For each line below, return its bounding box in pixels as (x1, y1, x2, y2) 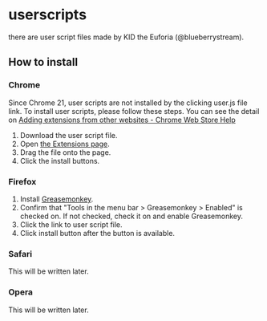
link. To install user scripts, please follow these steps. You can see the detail (8, 106, 260, 116)
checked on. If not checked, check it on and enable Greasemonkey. (19, 211, 243, 221)
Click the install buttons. (19, 156, 100, 165)
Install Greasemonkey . (19, 194, 94, 204)
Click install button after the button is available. (19, 228, 175, 238)
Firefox (8, 176, 37, 187)
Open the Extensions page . (19, 139, 110, 148)
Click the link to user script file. (19, 219, 123, 230)
